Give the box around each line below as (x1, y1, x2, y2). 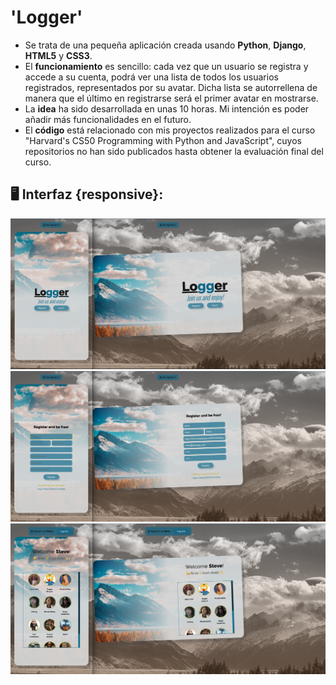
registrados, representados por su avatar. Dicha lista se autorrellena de (24, 81, 318, 93)
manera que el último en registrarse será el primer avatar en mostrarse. (24, 92, 319, 104)
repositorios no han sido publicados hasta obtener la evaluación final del (24, 145, 324, 157)
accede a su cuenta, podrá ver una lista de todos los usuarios (24, 71, 279, 83)
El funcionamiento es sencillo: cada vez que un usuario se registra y (24, 60, 309, 72)
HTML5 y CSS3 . (24, 49, 93, 61)
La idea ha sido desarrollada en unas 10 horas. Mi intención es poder (24, 102, 310, 115)
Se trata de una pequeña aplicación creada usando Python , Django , (24, 39, 307, 51)
